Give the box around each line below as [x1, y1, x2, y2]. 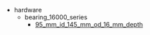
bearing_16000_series [24, 13, 88, 21]
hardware [13, 6, 42, 14]
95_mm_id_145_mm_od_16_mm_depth [35, 21, 143, 28]
